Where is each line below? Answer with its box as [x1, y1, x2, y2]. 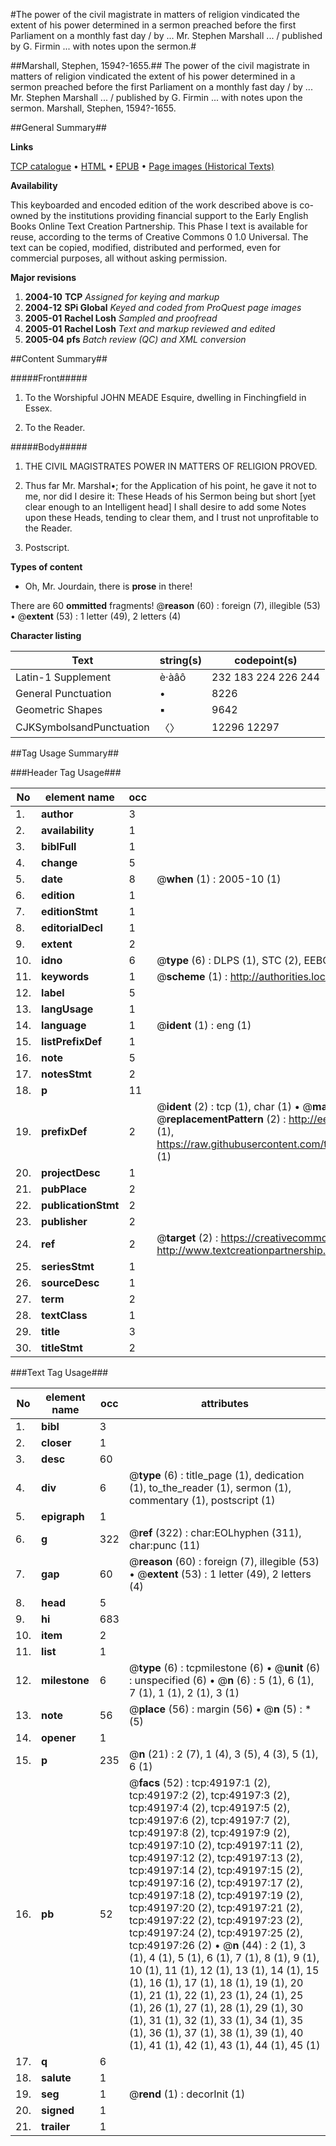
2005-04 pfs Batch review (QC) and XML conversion [24, 334, 247, 345]
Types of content [10, 561, 83, 573]
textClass [41, 1309, 88, 1322]
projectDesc [41, 1166, 101, 1179]
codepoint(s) [234, 654, 298, 667]
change [41, 856, 78, 869]
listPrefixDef [41, 1035, 103, 1048]
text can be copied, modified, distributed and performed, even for [10, 242, 282, 253]
